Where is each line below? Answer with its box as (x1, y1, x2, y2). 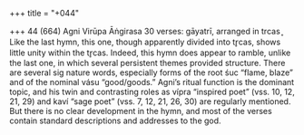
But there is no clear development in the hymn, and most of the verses (9, 106, 272, 116)
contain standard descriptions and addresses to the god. (9, 115, 221, 126)
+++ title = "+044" (9, 8, 80, 18)
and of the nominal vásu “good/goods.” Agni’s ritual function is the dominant (9, 77, 295, 87)
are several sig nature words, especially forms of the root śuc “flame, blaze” (9, 67, 293, 78)
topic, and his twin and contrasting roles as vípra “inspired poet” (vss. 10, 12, (9, 86, 295, 97)
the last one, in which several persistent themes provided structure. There (9, 58, 286, 68)
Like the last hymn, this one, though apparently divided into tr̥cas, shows (9, 36, 281, 47)
